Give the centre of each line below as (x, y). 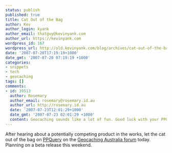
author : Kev (18, 24)
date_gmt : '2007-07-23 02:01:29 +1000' (52, 115)
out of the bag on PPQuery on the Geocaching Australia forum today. (78, 139)
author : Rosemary (28, 96)
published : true (23, 15)
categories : (18, 62)
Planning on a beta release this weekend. (49, 145)
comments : (16, 86)
